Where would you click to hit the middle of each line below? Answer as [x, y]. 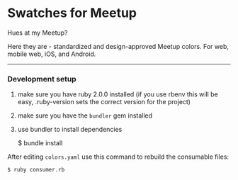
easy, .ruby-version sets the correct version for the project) [104, 102]
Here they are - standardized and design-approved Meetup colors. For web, [118, 46]
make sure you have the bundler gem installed [85, 116]
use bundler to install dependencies [70, 130]
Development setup [42, 79]
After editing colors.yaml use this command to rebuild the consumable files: [118, 157]
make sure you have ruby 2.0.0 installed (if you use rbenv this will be [118, 94]
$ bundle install [40, 143]
